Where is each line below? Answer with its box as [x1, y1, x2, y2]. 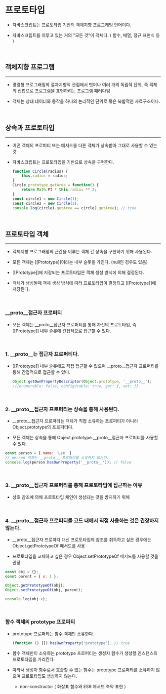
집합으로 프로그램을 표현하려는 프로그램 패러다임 [17, 87, 110, 94]
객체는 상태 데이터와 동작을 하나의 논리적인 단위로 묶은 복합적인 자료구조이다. [12, 98, 161, 104]
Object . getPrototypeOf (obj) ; [5, 583, 65, 588]
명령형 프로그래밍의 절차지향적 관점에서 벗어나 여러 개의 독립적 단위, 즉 [12, 81, 148, 87]
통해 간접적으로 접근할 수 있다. [12, 369, 71, 375]
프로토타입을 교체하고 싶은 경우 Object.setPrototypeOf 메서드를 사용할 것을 [12, 553, 159, 559]
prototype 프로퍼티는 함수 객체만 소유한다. [12, 630, 95, 637]
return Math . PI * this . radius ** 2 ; [21, 187, 97, 193]
